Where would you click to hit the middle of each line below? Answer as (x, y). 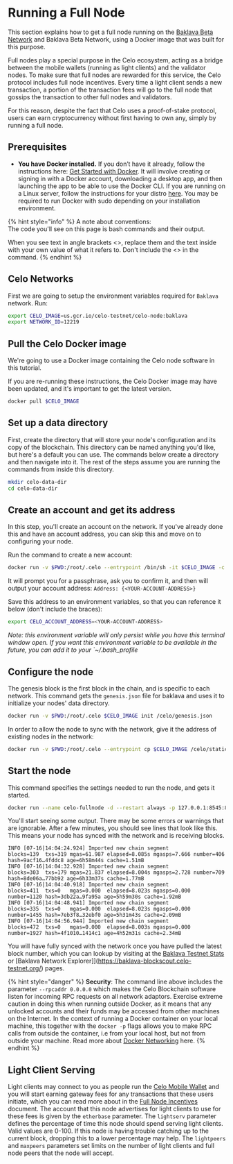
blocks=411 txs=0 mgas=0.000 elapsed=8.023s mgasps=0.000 (99, 891)
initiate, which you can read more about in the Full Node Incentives (103, 1102)
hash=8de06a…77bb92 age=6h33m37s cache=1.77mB (76, 879)
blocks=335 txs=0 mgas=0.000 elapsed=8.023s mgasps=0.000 (99, 909)
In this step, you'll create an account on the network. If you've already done (115, 527)
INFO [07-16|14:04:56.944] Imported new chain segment (88, 921)
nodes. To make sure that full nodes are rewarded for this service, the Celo (114, 75)
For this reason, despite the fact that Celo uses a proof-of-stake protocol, (112, 110)
